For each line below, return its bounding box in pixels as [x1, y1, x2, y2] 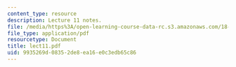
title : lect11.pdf [7, 43, 61, 50]
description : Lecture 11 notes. [7, 17, 102, 24]
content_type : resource [7, 10, 77, 17]
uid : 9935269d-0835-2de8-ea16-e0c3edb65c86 [7, 50, 137, 57]
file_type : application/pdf [7, 29, 90, 37]
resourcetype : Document [7, 36, 77, 43]
